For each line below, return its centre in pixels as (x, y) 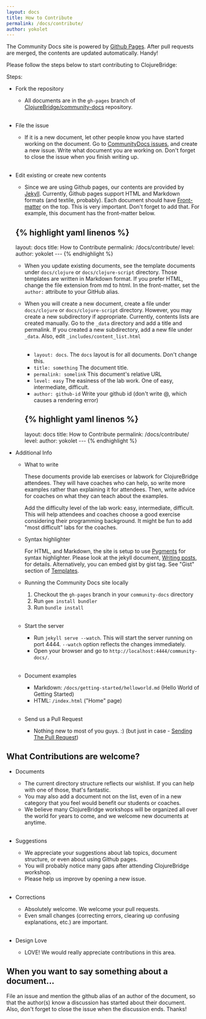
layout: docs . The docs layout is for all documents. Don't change (115, 355)
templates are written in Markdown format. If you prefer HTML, (104, 279)
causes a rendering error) (66, 400)
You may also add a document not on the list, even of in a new (103, 796)
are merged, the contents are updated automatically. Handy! (82, 53)
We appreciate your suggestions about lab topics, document (101, 852)
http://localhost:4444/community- (153, 651)
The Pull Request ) (56, 737)
